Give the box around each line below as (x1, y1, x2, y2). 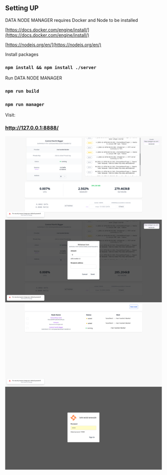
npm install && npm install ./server (5, 65, 97, 70)
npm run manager (5, 101, 45, 107)
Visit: (5, 112, 16, 118)
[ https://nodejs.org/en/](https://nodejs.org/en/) (5, 42, 101, 48)
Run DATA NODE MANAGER (5, 75, 62, 81)
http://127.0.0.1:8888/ (5, 124, 59, 131)
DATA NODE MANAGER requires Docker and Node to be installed (5, 17, 138, 23)
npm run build (5, 88, 39, 94)
